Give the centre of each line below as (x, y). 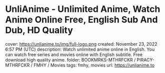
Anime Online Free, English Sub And (81, 20)
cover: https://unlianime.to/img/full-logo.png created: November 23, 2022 (81, 44)
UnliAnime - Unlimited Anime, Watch (83, 9)
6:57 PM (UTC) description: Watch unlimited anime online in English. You (80, 49)
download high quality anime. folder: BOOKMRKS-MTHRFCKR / (70, 60)
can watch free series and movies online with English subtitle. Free (74, 54)
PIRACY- (146, 60)
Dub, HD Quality (39, 30)
